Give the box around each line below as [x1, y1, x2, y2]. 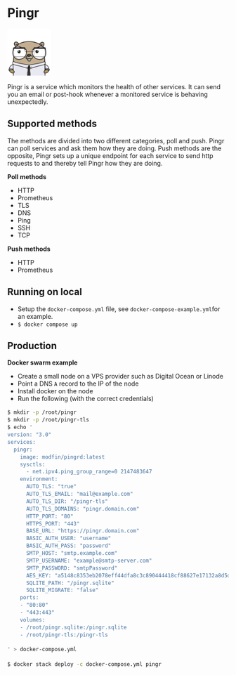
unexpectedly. [7, 98, 48, 106]
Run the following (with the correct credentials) [17, 395, 155, 403]
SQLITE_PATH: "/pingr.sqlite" [25, 579, 114, 586]
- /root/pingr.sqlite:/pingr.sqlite [20, 624, 128, 631]
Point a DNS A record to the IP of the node [17, 379, 139, 388]
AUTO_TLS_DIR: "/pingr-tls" [25, 497, 109, 505]
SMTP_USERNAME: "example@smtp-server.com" [25, 557, 152, 564]
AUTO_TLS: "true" [25, 483, 77, 490]
